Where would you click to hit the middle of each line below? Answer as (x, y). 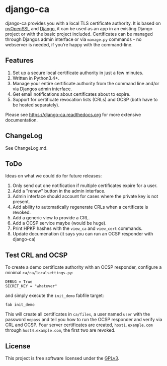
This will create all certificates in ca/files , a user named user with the (78, 314)
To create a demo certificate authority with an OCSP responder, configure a (83, 267)
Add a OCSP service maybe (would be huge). (59, 223)
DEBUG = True (19, 282)
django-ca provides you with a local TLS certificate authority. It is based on (83, 23)
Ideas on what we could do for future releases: (54, 176)
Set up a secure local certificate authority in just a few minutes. (78, 73)
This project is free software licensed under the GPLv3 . (62, 358)
